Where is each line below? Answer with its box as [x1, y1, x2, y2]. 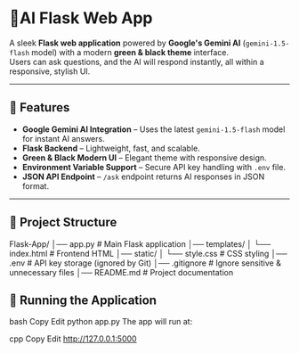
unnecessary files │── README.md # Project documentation [9, 267, 234, 277]
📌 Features [9, 100, 70, 115]
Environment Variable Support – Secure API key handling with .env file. [21, 161, 287, 172]
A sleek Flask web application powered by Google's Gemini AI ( [9, 37, 246, 48]
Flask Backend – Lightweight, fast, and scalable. [21, 143, 200, 153]
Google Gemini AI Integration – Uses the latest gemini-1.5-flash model [21, 124, 286, 135]
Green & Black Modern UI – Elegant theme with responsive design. [21, 152, 267, 163]
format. [21, 180, 50, 191]
